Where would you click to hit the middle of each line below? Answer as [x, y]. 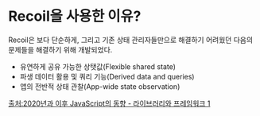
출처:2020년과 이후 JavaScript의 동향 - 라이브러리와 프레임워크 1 [109, 103]
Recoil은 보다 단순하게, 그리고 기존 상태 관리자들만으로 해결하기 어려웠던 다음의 [130, 40]
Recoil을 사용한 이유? [75, 16]
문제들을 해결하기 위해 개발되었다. [60, 49]
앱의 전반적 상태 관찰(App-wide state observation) [100, 86]
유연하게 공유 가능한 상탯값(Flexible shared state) [98, 66]
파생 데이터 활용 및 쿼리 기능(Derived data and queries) [107, 76]
